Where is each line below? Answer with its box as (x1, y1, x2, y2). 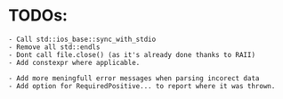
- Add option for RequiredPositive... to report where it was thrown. (8, 81, 276, 90)
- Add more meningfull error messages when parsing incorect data (8, 73, 260, 83)
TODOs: (8, 5, 69, 26)
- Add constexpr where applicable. (8, 58, 141, 67)
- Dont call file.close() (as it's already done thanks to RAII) (8, 50, 255, 59)
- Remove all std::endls (8, 42, 101, 52)
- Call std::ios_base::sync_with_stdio (8, 35, 157, 44)
